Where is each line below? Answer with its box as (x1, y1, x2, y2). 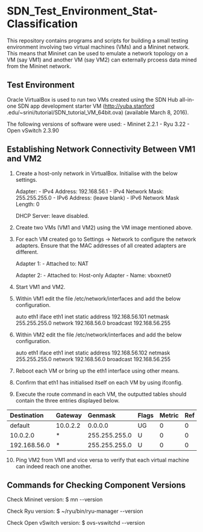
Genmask (87, 411, 116, 419)
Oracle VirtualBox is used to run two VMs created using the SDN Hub (7, 96, 178, 103)
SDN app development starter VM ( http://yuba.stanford (17, 102, 155, 110)
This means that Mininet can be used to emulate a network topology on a (7, 49, 189, 57)
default (10, 421, 30, 430)
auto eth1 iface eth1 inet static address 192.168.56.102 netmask (15, 349, 170, 356)
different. (15, 248, 39, 255)
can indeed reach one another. (15, 462, 92, 470)
